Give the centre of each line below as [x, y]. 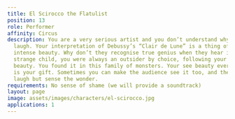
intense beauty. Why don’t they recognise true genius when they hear [119, 53]
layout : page [26, 92]
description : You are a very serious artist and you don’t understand [112, 40]
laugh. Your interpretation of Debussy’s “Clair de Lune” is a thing [117, 46]
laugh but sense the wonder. [56, 79]
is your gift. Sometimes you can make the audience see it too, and [115, 72]
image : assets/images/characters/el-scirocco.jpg [81, 99]
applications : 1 [31, 105]
